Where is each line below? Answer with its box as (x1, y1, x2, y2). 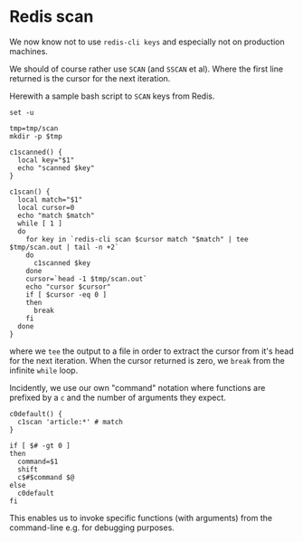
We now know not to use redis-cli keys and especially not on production (9, 36, 285, 47)
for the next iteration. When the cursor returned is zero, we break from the (9, 355, 285, 366)
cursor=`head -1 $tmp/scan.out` (25, 274, 147, 283)
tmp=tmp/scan (9, 124, 59, 133)
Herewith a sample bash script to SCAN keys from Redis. (9, 90, 215, 101)
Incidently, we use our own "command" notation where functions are (9, 382, 266, 393)
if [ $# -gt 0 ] (9, 441, 71, 450)
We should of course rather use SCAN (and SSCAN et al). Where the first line (9, 63, 283, 74)
